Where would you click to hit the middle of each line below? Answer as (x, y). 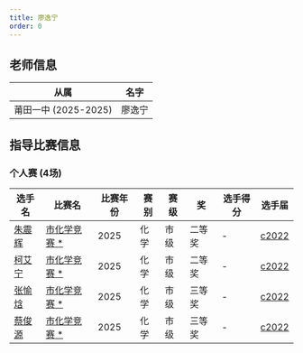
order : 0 (26, 26)
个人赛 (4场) (36, 172)
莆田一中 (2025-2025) (63, 110)
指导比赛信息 (45, 145)
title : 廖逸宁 (34, 18)
